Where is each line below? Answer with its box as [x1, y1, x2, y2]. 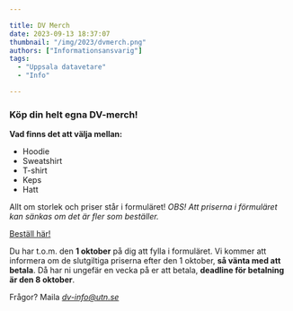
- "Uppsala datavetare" [17, 63, 106, 72]
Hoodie [22, 146, 50, 157]
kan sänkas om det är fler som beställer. [9, 212, 159, 222]
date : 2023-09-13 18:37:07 [9, 29, 111, 39]
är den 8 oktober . [9, 274, 75, 285]
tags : [9, 55, 30, 64]
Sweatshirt [22, 156, 63, 167]
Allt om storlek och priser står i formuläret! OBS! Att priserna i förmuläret [9, 202, 278, 212]
